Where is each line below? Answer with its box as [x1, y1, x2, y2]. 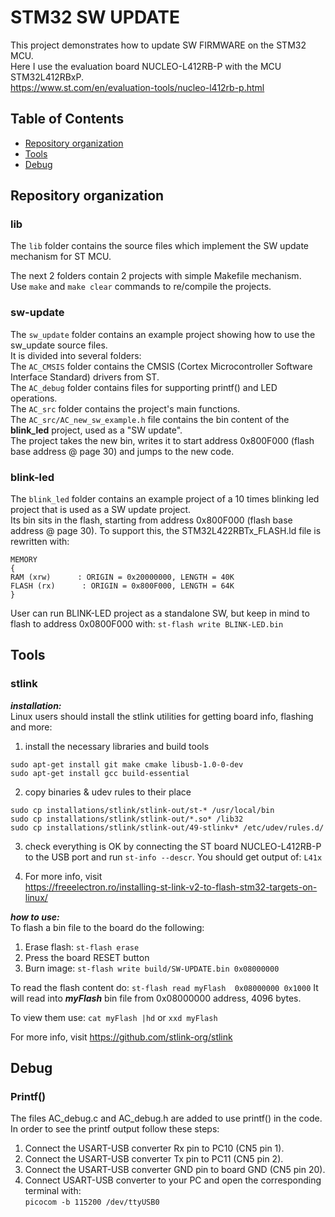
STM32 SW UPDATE [10, 6, 181, 29]
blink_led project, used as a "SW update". [10, 424, 183, 436]
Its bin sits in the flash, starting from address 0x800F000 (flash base [10, 514, 293, 526]
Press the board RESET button [24, 951, 150, 963]
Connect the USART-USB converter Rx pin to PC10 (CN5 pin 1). [24, 1142, 285, 1155]
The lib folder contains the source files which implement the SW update [10, 240, 310, 252]
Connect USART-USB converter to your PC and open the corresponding [24, 1174, 322, 1186]
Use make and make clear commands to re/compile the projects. [10, 281, 272, 293]
